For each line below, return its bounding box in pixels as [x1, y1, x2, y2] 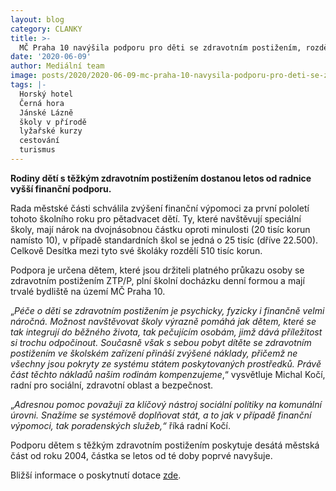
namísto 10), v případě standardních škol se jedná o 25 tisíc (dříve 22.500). [10, 234, 319, 246]
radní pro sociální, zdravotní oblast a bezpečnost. [10, 379, 214, 391]
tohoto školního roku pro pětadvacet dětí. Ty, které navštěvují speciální [10, 212, 302, 225]
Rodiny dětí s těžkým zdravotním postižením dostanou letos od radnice [10, 172, 312, 184]
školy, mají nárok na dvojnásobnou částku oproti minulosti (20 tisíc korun [10, 223, 311, 235]
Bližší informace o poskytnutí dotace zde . [10, 469, 182, 481]
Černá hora [19, 98, 65, 108]
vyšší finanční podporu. [10, 182, 112, 195]
